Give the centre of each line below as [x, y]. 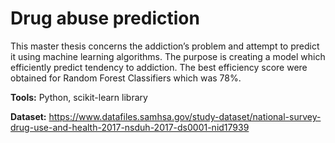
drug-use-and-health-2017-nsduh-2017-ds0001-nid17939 [130, 127]
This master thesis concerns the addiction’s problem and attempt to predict [165, 46]
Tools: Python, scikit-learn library [79, 97]
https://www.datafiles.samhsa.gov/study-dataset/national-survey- [185, 116]
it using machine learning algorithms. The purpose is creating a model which [168, 56]
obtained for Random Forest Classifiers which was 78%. [126, 78]
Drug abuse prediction [105, 18]
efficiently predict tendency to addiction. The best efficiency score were [159, 67]
